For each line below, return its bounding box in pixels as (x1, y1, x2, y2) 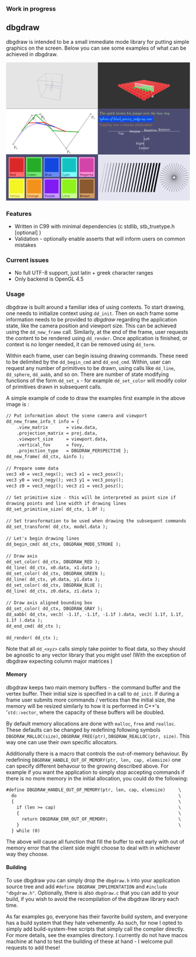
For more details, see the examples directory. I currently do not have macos (6, 932, 188, 939)
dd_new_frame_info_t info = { (6, 419, 80, 424)
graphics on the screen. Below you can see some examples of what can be (6, 44, 187, 51)
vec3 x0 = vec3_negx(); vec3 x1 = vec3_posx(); (6, 471, 124, 477)
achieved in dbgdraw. (6, 50, 58, 57)
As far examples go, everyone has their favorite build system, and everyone (6, 913, 188, 920)
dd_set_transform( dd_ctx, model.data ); (6, 524, 108, 530)
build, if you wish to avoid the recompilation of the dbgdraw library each (6, 896, 179, 903)
